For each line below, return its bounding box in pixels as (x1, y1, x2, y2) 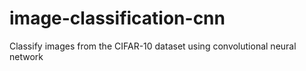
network (9, 50, 44, 62)
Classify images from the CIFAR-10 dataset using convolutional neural (9, 40, 297, 52)
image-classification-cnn (9, 7, 226, 30)
